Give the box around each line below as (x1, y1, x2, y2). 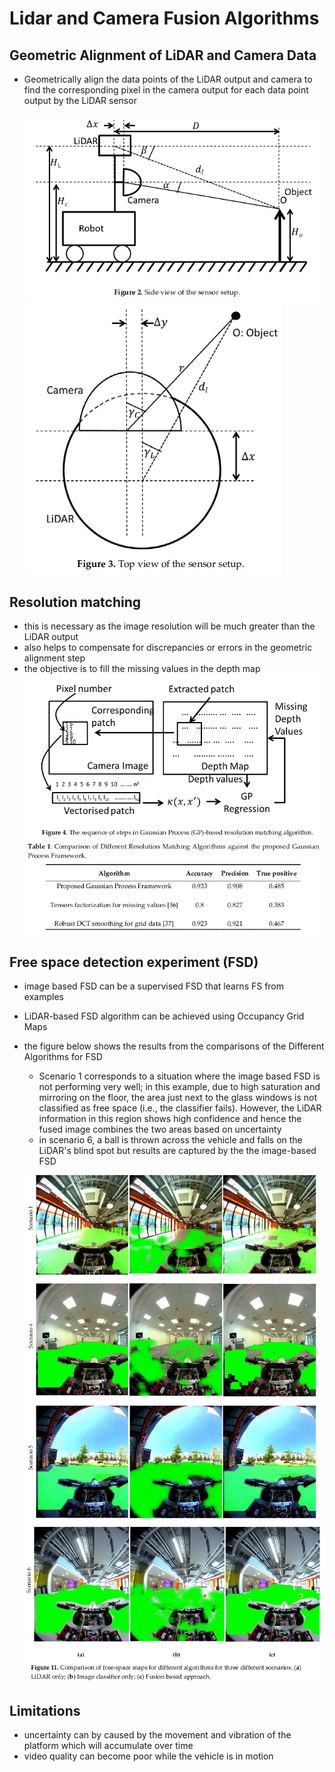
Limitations (9, 1702, 81, 1719)
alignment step (23, 652, 86, 664)
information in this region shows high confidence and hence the (38, 1113, 302, 1125)
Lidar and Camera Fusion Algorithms (9, 7, 320, 30)
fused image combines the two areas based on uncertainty (38, 1123, 282, 1136)
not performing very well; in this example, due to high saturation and (38, 1081, 321, 1093)
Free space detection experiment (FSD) (9, 953, 259, 971)
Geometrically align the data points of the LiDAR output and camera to (23, 73, 313, 85)
